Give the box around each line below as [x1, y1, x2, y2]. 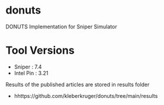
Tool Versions [5, 44, 75, 57]
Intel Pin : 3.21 [14, 69, 49, 77]
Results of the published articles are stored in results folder [5, 81, 150, 88]
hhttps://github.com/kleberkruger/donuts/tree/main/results [14, 92, 158, 99]
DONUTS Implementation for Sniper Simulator [5, 23, 117, 30]
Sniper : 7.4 [14, 63, 42, 70]
